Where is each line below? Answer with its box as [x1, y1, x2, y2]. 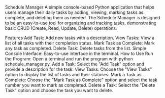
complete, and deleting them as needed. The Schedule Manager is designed [5, 15, 160, 20]
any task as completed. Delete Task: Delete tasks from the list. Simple [5, 46, 147, 51]
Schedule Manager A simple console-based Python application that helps [5, 4, 154, 10]
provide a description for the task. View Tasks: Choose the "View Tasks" [5, 66, 152, 72]
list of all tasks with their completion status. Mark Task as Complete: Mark [5, 40, 155, 46]
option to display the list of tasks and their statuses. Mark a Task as [5, 72, 142, 77]
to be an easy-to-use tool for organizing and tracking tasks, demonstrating [5, 20, 157, 26]
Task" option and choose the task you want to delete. [5, 88, 113, 93]
